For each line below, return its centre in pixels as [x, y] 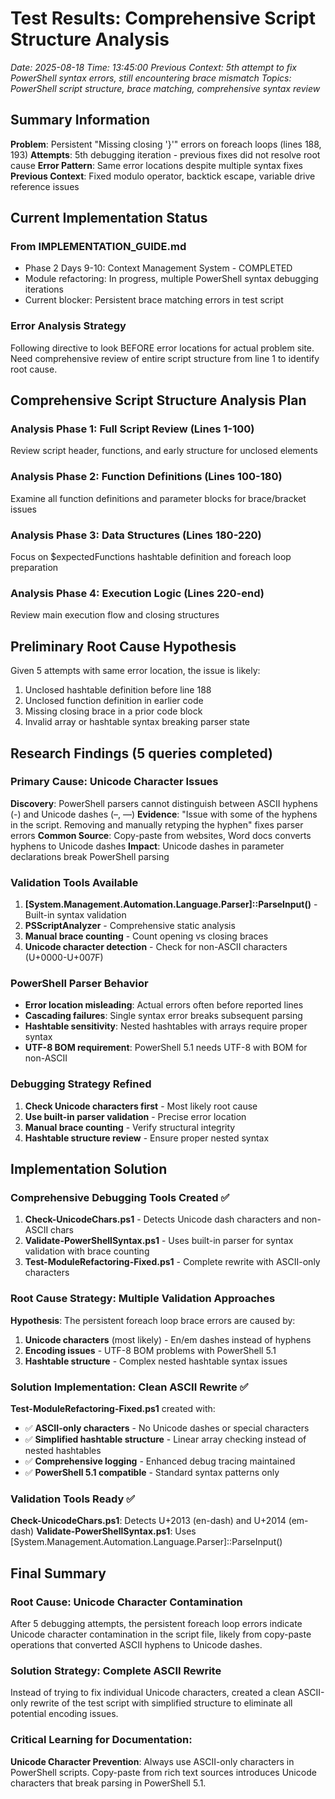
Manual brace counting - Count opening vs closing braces [146, 936]
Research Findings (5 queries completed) [141, 753]
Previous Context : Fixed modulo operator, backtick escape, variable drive [163, 176]
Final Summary [58, 1573]
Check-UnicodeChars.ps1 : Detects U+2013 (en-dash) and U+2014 [148, 1521]
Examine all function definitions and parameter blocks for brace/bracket [158, 498]
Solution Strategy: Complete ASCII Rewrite [116, 1670]
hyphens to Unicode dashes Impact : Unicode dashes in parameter [147, 846]
